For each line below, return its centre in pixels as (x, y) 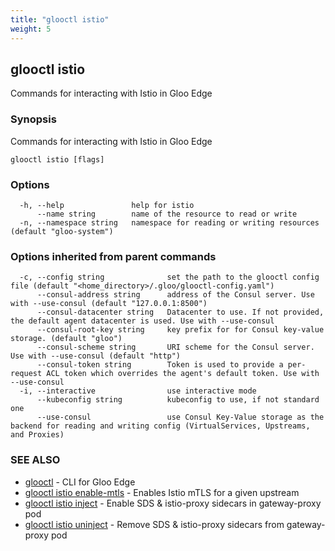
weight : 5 (31, 29)
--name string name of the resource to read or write (167, 214)
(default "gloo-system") (62, 231)
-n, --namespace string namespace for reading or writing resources (169, 222)
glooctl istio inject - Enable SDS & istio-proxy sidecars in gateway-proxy (173, 503)
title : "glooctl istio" (60, 19)
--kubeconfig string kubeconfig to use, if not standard (178, 400)
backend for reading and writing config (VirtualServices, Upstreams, (160, 426)
